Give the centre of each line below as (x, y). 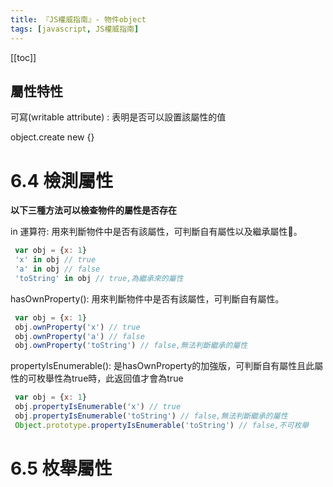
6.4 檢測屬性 (62, 180)
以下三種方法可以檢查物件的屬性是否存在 (93, 210)
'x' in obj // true (55, 260)
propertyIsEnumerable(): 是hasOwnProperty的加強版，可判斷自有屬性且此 (162, 366)
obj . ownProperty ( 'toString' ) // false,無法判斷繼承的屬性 (131, 346)
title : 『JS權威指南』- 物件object (78, 19)
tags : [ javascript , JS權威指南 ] (75, 29)
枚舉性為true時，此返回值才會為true (110, 378)
